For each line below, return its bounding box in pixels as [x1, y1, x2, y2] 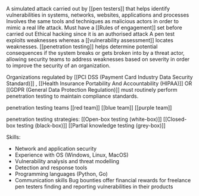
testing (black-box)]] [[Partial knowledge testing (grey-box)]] [17, 122, 166, 129]
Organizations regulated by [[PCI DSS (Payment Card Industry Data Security [6, 74, 193, 80]
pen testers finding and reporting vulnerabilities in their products [14, 183, 173, 190]
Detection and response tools [14, 164, 88, 171]
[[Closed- [163, 116, 187, 123]
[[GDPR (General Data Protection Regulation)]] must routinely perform [6, 86, 178, 93]
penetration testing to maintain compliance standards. [6, 92, 139, 99]
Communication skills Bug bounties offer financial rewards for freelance [14, 177, 191, 183]
